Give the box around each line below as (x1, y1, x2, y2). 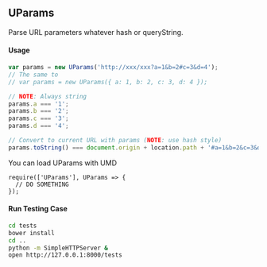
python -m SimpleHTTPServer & (8, 244, 109, 252)
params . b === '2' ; (8, 107, 69, 115)
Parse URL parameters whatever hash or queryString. (8, 27, 184, 37)
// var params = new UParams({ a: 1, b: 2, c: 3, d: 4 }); (8, 78, 208, 86)
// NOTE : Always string (8, 92, 87, 100)
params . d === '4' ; (8, 122, 69, 130)
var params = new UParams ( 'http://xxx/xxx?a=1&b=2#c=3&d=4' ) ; (8, 64, 219, 72)
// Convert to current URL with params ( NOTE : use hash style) (8, 137, 222, 145)
